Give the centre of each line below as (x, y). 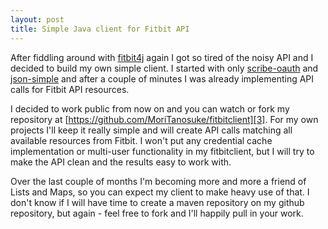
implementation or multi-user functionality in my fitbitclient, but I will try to (162, 151)
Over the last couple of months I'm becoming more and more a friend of (158, 181)
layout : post (37, 19)
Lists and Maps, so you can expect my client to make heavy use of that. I (160, 192)
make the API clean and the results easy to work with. (121, 162)
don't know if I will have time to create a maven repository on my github (157, 202)
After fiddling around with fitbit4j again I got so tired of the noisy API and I (162, 57)
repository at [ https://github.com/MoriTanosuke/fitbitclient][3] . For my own (164, 119)
